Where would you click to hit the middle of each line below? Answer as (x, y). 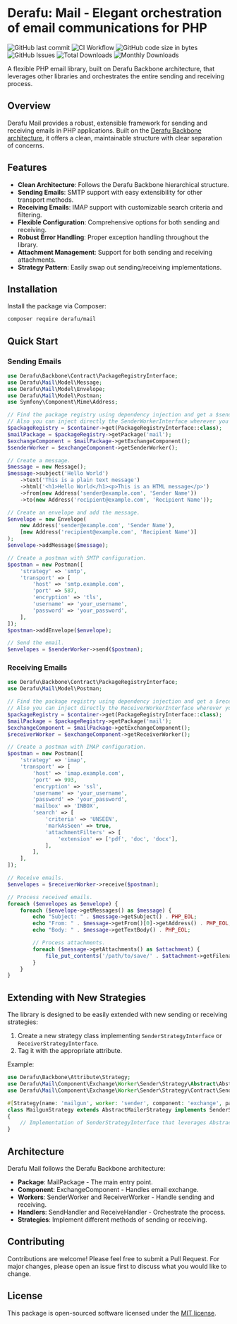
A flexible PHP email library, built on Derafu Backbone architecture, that (111, 68)
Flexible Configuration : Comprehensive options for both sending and (119, 222)
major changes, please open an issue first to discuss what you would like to (117, 1266)
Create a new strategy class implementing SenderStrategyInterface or (120, 1036)
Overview (29, 106)
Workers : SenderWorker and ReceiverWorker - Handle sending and (116, 1197)
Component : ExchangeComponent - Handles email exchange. (108, 1189)
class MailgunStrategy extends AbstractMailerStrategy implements (107, 1109)
